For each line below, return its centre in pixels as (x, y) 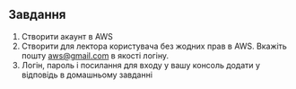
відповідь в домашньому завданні (87, 75)
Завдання (37, 15)
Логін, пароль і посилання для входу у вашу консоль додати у (141, 65)
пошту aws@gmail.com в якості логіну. (95, 55)
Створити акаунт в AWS (67, 36)
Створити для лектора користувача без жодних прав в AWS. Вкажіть (154, 46)
